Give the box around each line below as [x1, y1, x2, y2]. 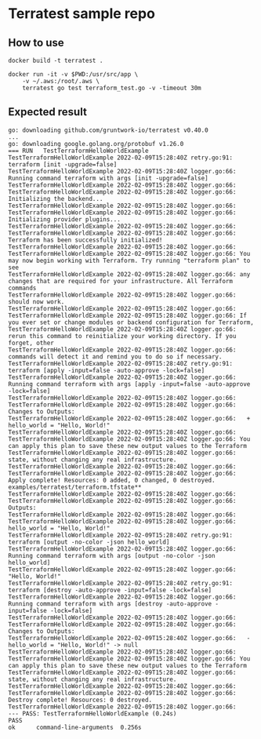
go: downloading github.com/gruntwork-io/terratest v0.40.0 [8, 126, 209, 134]
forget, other [8, 339, 55, 347]
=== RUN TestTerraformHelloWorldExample [8, 147, 149, 155]
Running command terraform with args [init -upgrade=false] [8, 174, 209, 182]
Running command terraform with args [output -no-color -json [8, 552, 216, 559]
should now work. [8, 297, 65, 306]
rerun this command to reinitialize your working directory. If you [8, 332, 237, 340]
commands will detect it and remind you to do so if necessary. [8, 352, 223, 361]
